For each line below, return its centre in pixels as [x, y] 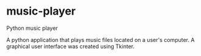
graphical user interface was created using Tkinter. [71, 46]
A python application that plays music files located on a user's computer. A [100, 40]
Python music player [32, 28]
